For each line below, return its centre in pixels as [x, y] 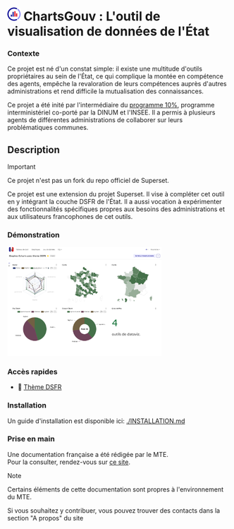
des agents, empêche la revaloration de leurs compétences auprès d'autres [117, 84]
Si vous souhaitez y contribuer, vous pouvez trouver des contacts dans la [114, 510]
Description [33, 149]
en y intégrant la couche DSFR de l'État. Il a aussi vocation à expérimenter [115, 202]
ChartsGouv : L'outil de [92, 17]
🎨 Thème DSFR [39, 387]
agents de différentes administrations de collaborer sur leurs [95, 120]
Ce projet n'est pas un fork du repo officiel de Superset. [88, 181]
